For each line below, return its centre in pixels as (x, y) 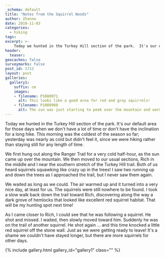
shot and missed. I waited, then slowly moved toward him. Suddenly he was (82, 220)
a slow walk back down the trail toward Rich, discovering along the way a (79, 194)
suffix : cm (25, 87)
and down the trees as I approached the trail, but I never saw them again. (79, 175)
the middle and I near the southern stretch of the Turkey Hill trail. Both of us (82, 164)
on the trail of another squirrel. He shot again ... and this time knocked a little (82, 225)
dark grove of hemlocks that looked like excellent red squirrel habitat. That (80, 200)
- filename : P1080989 (36, 105)
